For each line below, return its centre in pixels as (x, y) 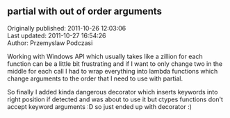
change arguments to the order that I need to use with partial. (95, 78)
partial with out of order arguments (84, 11)
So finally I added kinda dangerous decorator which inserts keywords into (113, 92)
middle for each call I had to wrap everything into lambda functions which (113, 71)
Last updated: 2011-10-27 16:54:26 (57, 35)
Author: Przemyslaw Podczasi (50, 43)
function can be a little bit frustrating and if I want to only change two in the (115, 64)
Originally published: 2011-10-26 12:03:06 (67, 28)
